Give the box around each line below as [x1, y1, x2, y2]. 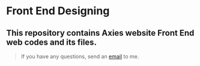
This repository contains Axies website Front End [6, 28, 195, 38]
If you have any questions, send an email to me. [20, 53, 139, 60]
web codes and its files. [6, 37, 97, 47]
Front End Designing [6, 4, 110, 18]
